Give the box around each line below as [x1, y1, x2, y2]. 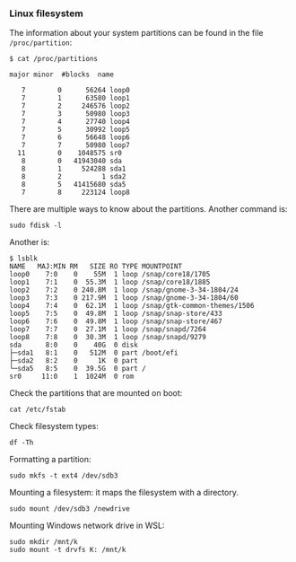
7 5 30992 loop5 [21, 125, 130, 135]
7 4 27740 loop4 [21, 118, 130, 127]
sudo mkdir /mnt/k [9, 538, 78, 547]
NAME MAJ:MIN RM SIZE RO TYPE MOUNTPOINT [9, 262, 182, 271]
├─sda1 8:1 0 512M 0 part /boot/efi [9, 348, 178, 357]
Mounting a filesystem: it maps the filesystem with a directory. [9, 487, 239, 498]
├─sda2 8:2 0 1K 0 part [9, 356, 139, 365]
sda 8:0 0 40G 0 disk [9, 340, 139, 350]
